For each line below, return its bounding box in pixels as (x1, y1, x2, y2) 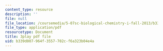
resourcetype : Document (5, 30, 53, 34)
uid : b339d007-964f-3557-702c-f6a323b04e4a (5, 39, 95, 44)
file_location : (5, 20, 36, 26)
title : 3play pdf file (5, 34, 51, 39)
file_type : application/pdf (5, 25, 62, 30)
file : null (5, 16, 27, 21)
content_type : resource (5, 7, 53, 12)
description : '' (5, 12, 38, 17)
